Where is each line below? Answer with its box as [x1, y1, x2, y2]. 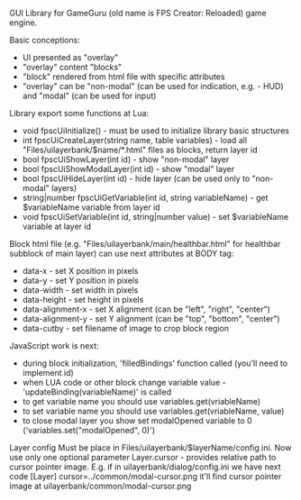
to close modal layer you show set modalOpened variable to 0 [22, 415, 252, 426]
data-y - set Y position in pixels [22, 275, 140, 286]
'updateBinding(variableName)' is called [22, 386, 172, 397]
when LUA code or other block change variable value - [22, 377, 227, 387]
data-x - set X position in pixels [22, 266, 139, 276]
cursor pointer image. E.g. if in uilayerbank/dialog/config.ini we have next [9, 461, 281, 472]
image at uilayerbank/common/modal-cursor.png [9, 481, 192, 491]
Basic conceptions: [9, 35, 81, 45]
